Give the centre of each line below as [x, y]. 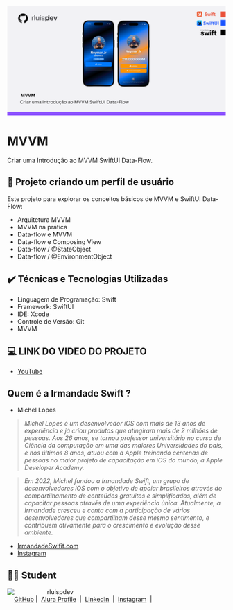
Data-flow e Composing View [59, 241]
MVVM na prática [42, 227]
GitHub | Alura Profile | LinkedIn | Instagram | [83, 599]
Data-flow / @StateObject [54, 249]
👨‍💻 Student [32, 575]
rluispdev [60, 592]
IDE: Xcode [33, 314]
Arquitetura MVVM [44, 219]
